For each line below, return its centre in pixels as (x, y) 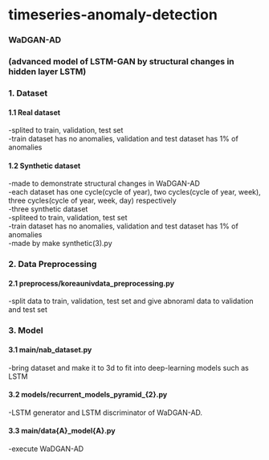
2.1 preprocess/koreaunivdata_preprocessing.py (92, 283)
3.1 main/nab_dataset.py (50, 350)
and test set (28, 310)
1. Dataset (28, 92)
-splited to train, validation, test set (66, 130)
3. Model (26, 331)
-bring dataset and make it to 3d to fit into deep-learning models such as (128, 368)
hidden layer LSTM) (47, 72)
